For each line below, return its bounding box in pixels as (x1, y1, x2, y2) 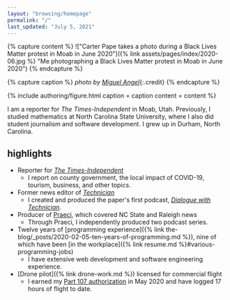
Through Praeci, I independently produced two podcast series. (27, 218, 208, 227)
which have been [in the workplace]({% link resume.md (17, 240, 177, 248)
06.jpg (7, 57, 26, 66)
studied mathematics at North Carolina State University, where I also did (7, 112, 214, 121)
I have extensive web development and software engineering (27, 255, 204, 264)
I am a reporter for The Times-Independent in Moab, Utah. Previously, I (7, 105, 211, 114)
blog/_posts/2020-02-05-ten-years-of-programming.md (17, 233, 181, 241)
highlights (7, 147, 52, 159)
